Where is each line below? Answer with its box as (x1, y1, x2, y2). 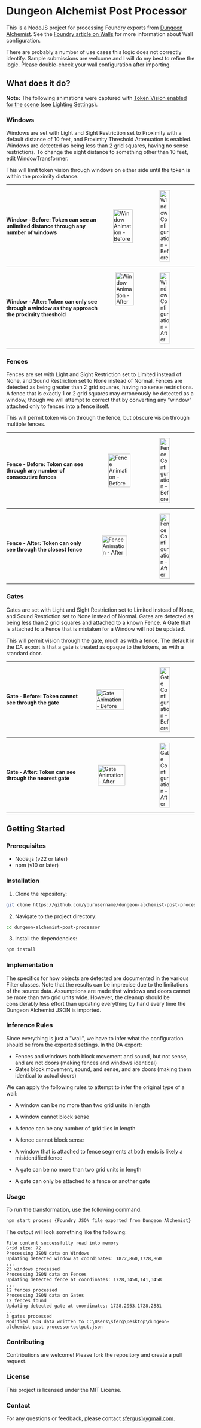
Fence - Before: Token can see (6, 461, 84, 468)
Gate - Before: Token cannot (6, 693, 78, 700)
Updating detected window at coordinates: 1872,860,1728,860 (6, 1256, 162, 1262)
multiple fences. (6, 420, 46, 428)
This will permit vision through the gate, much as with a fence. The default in (6, 637, 195, 644)
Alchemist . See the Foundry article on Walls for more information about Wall (6, 30, 193, 37)
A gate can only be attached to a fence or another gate (14, 1177, 151, 1184)
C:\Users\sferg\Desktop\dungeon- (86, 1319, 170, 1325)
